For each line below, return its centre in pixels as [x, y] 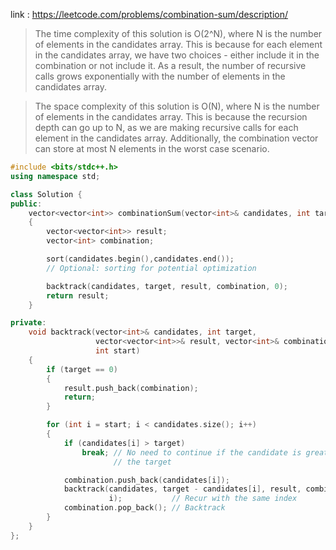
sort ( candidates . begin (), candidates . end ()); [140, 259]
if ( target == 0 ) [82, 369]
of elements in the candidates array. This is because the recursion [171, 117]
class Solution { [46, 194]
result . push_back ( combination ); [131, 388]
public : [26, 204]
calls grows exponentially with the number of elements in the [160, 76]
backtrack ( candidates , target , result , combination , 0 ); [167, 286]
